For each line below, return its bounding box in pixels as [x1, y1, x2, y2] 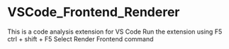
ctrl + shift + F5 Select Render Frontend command [7, 34, 154, 43]
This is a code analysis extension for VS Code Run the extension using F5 [7, 27, 223, 36]
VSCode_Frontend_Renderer [7, 4, 180, 20]
